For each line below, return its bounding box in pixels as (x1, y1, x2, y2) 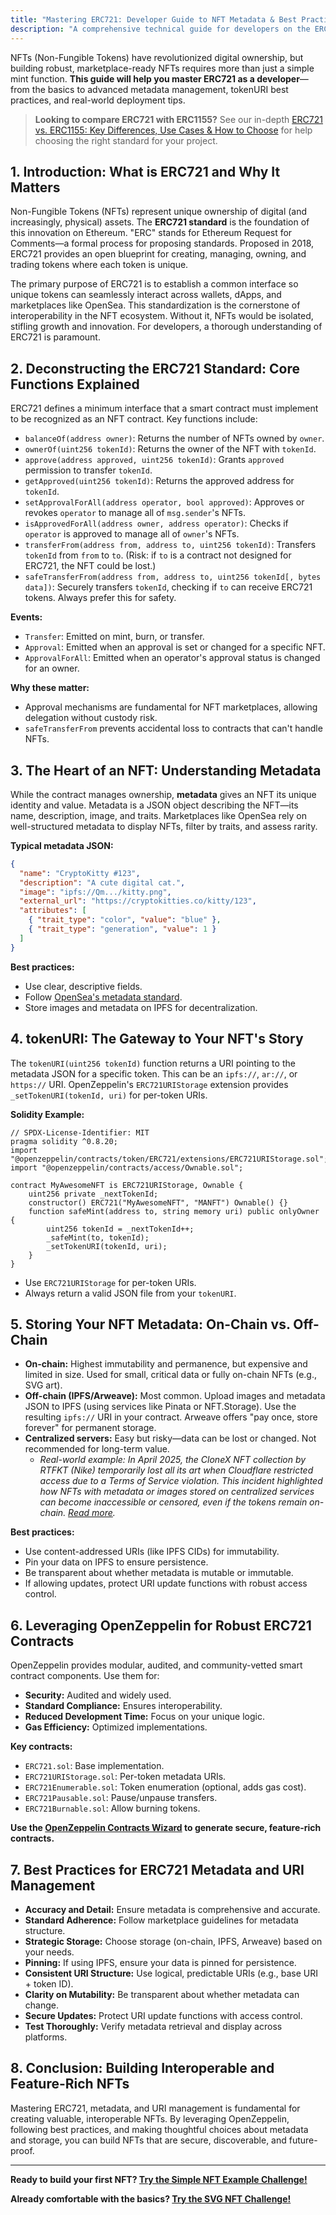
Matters (10, 179, 61, 196)
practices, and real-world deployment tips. (10, 94, 186, 106)
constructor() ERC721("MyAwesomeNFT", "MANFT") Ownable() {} (28, 1197, 288, 1208)
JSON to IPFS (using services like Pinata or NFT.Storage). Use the (24, 1401, 297, 1413)
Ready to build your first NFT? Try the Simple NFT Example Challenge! (10, 2173, 308, 2185)
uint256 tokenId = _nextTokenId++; (46, 1224, 195, 1234)
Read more (68, 1507, 113, 1519)
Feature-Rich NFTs (10, 2076, 130, 2093)
